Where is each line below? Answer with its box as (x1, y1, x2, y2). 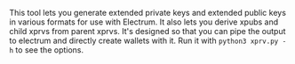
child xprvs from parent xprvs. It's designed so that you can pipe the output (9, 26, 286, 36)
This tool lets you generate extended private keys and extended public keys (9, 8, 287, 18)
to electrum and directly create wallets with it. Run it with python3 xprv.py (9, 35, 279, 46)
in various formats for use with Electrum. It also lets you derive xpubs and (9, 17, 279, 27)
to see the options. (15, 45, 84, 55)
